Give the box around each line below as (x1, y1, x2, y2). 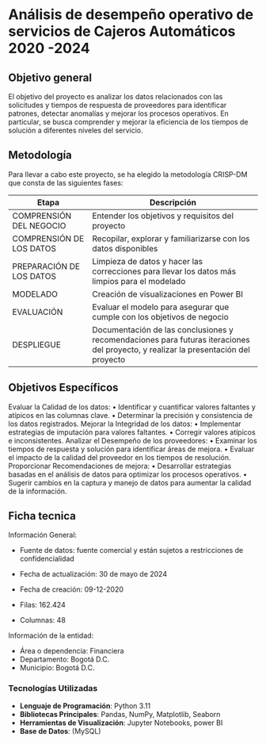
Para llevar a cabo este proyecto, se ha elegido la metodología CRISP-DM (8, 169, 248, 179)
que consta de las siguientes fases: (8, 178, 123, 187)
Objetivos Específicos (8, 381, 119, 394)
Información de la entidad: (8, 631, 94, 640)
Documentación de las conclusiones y (92, 324, 234, 335)
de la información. (8, 486, 67, 496)
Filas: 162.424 (19, 600, 66, 610)
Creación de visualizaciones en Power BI (92, 288, 244, 299)
